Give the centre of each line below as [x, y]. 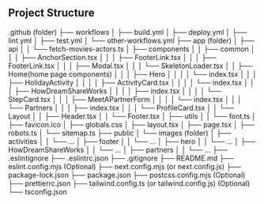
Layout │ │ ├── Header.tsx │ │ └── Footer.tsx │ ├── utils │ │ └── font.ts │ [132, 116]
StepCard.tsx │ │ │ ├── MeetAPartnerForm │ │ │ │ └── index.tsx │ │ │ [125, 99]
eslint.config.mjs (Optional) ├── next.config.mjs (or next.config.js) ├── [125, 166]
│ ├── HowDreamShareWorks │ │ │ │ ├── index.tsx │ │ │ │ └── [115, 91]
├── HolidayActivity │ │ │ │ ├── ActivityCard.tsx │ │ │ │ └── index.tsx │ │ [132, 82]
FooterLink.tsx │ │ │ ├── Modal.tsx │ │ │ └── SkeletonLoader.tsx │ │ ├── [130, 66]
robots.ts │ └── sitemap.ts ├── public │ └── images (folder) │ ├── [120, 133]
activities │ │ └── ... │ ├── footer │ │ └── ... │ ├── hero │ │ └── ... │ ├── [132, 141]
